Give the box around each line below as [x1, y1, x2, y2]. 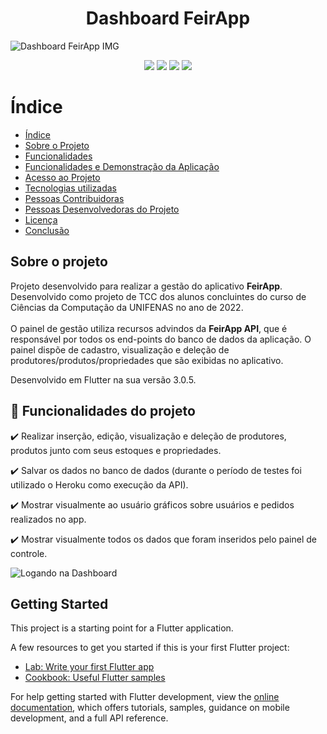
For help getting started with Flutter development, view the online [10, 691, 280, 703]
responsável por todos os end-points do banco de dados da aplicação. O [10, 333, 312, 345]
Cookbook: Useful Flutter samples [24, 672, 166, 684]
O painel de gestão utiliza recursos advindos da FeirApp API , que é [10, 322, 288, 334]
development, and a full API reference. [10, 712, 169, 724]
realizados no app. [10, 513, 87, 525]
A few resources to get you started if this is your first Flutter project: [10, 642, 290, 654]
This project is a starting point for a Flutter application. [10, 622, 234, 634]
